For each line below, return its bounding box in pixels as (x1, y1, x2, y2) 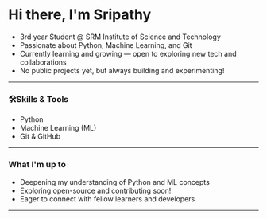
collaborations (19, 57, 67, 67)
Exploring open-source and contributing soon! (19, 186, 172, 195)
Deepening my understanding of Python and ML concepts (19, 177, 211, 186)
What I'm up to (8, 159, 66, 170)
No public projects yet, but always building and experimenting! (19, 65, 225, 75)
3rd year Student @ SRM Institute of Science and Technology (19, 32, 221, 41)
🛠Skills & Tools (8, 93, 69, 104)
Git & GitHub (19, 131, 61, 141)
